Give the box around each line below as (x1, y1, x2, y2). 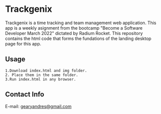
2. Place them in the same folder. (5, 73, 79, 77)
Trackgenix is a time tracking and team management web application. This (5, 20, 157, 26)
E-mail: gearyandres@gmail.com (5, 103, 72, 109)
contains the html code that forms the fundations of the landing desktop (5, 36, 152, 41)
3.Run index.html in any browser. (5, 76, 77, 82)
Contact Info (5, 90, 44, 99)
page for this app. (5, 40, 41, 46)
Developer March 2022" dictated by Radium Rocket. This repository (5, 30, 143, 36)
